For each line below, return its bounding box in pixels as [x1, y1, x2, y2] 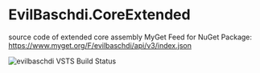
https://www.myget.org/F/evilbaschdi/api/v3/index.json [8, 40, 192, 50]
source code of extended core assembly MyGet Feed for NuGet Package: [8, 32, 252, 42]
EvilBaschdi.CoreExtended [8, 6, 191, 24]
